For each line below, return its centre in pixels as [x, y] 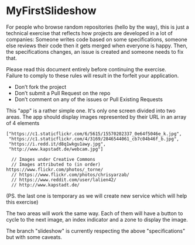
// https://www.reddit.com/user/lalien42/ [64, 180]
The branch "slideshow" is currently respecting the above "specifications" [96, 231]
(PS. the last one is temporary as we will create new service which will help [97, 196]
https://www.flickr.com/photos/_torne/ [55, 170]
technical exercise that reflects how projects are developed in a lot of [89, 33]
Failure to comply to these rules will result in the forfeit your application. [93, 75]
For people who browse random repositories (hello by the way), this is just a [97, 27]
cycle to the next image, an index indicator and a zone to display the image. [97, 219]
